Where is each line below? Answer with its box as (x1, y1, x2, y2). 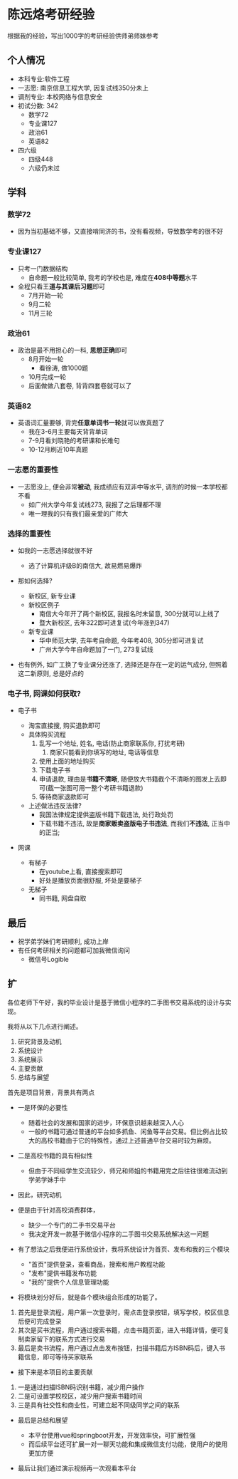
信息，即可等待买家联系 (23, 1352, 93, 1361)
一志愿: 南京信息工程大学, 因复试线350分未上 (17, 83, 149, 92)
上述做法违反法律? (28, 801, 82, 810)
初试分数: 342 (17, 101, 58, 110)
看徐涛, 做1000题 (38, 364, 89, 373)
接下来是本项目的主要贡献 (17, 1367, 93, 1376)
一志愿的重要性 (7, 465, 59, 474)
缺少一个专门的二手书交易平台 (28, 1220, 116, 1229)
